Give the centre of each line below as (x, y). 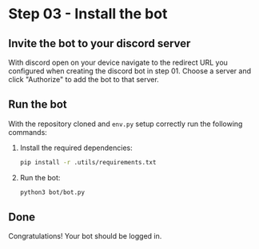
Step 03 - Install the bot (88, 14)
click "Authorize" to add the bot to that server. (84, 79)
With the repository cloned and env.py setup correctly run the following (126, 124)
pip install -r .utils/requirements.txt (88, 162)
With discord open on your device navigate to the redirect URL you (118, 62)
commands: (28, 132)
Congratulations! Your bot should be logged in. (85, 236)
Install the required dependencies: (76, 148)
